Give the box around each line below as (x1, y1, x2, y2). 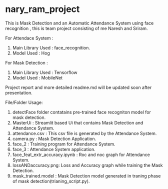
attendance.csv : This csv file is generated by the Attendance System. (12, 130, 157, 136)
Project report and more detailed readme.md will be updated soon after (5, 84, 152, 90)
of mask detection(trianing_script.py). (12, 178, 90, 184)
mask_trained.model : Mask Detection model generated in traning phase (12, 172, 161, 178)
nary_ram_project (5, 3, 80, 15)
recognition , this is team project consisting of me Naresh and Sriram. (5, 25, 148, 31)
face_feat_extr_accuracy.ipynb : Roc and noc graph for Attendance (12, 151, 150, 157)
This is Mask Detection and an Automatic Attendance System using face (5, 20, 154, 26)
